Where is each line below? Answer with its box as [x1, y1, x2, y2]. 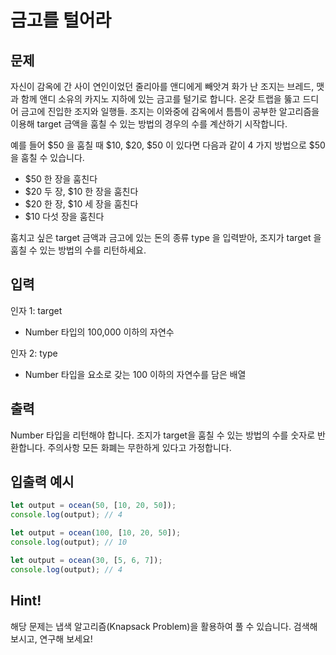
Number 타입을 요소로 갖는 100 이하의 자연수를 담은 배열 [24, 368, 247, 380]
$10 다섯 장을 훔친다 [24, 211, 105, 222]
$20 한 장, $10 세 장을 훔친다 [24, 198, 139, 210]
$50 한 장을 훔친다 [24, 173, 98, 185]
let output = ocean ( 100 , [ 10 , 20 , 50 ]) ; [10, 528, 182, 538]
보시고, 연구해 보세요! [10, 632, 93, 645]
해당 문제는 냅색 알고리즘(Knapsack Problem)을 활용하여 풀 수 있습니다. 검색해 [10, 620, 318, 632]
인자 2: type [10, 347, 58, 359]
